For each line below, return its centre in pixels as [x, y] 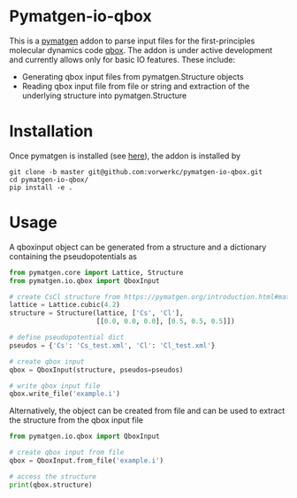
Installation [51, 131]
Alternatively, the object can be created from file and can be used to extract [147, 411]
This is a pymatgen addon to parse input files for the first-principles [132, 41]
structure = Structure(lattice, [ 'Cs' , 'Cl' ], [96, 313]
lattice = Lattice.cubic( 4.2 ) [65, 305]
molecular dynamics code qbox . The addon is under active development [141, 50]
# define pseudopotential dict [67, 338]
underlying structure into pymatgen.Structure [104, 96]
